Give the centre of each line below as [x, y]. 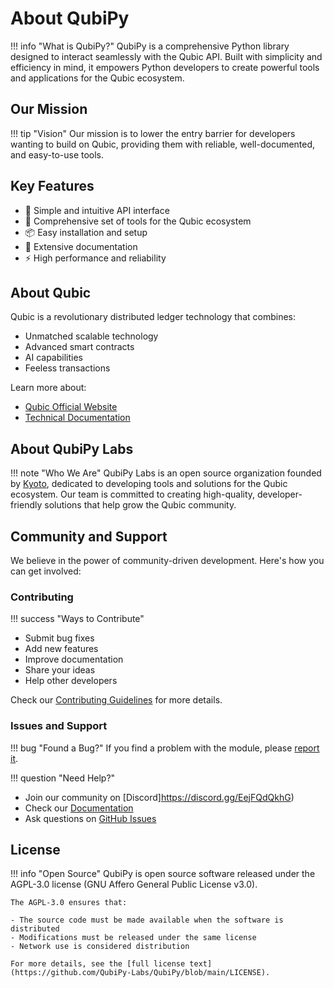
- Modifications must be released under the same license [133, 938]
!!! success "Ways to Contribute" [77, 619]
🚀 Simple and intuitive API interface [97, 210]
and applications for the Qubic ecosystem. [97, 78]
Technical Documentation [77, 418]
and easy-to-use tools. [57, 154]
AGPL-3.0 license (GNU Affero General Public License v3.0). [134, 884]
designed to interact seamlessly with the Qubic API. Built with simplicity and [166, 56]
